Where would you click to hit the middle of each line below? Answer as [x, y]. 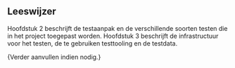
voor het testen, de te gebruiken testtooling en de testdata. [93, 43]
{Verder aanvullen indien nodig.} [54, 57]
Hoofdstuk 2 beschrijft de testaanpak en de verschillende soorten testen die [118, 28]
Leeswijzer [32, 12]
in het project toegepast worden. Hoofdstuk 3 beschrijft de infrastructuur [113, 36]
